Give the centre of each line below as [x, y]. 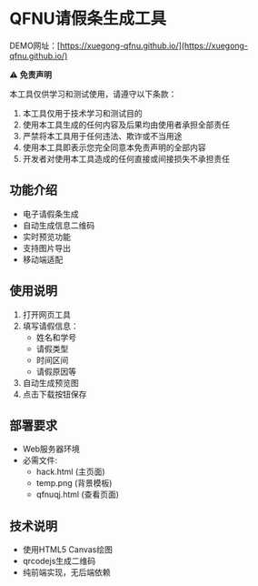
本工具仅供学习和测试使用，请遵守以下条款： [93, 94]
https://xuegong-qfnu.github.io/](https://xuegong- [154, 45]
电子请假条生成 [50, 214]
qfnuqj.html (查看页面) [78, 495]
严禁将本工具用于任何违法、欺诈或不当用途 [102, 136]
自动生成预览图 [50, 382]
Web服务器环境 [51, 449]
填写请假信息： [50, 326]
